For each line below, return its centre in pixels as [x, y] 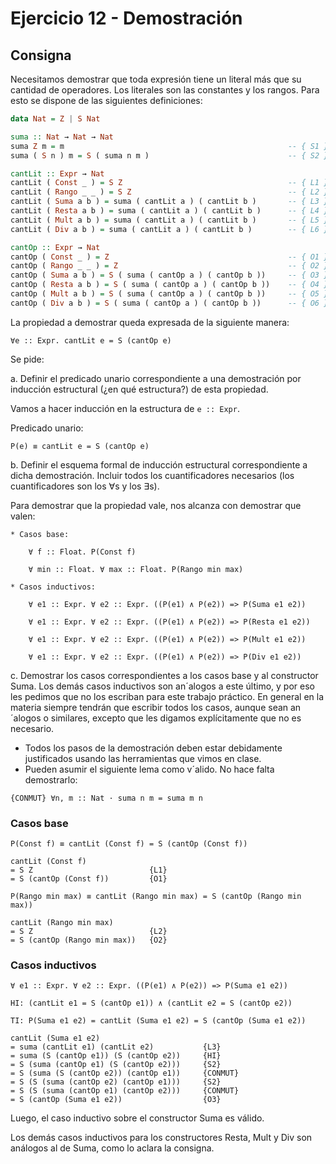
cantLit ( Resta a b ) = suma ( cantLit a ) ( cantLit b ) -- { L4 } [169, 211]
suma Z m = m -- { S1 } [169, 146]
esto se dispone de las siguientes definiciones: [106, 100]
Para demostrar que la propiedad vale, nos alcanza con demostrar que [156, 505]
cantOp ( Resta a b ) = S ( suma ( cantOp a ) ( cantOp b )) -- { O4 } [169, 285]
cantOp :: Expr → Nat [55, 247]
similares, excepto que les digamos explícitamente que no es [176, 718]
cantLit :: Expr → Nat [57, 173]
